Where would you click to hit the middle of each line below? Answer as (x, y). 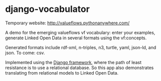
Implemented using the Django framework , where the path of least (73, 62)
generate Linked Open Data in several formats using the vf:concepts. (76, 38)
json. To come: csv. (25, 53)
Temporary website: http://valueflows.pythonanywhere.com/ (67, 23)
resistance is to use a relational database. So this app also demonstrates (80, 68)
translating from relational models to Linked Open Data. (62, 73)
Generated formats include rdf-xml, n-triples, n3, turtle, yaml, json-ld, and (81, 47)
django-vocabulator (47, 9)
